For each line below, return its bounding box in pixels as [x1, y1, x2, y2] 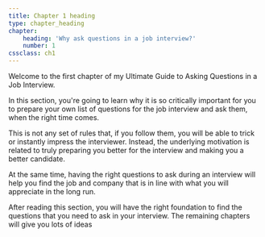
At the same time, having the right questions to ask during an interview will [8, 170, 256, 179]
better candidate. [8, 154, 66, 164]
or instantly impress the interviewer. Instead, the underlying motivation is [8, 137, 250, 146]
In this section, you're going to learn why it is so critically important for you [8, 96, 256, 105]
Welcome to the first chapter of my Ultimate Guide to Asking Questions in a [8, 72, 258, 81]
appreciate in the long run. [8, 187, 96, 196]
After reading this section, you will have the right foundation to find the [8, 202, 243, 212]
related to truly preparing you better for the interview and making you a [8, 146, 244, 155]
